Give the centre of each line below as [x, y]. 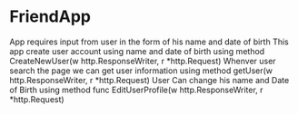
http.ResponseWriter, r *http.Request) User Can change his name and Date [149, 80]
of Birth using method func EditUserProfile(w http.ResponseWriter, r [136, 90]
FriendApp [50, 17]
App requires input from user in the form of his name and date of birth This [149, 42]
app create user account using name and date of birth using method [137, 51]
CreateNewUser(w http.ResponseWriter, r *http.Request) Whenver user [143, 61]
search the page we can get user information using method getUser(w [141, 71]
